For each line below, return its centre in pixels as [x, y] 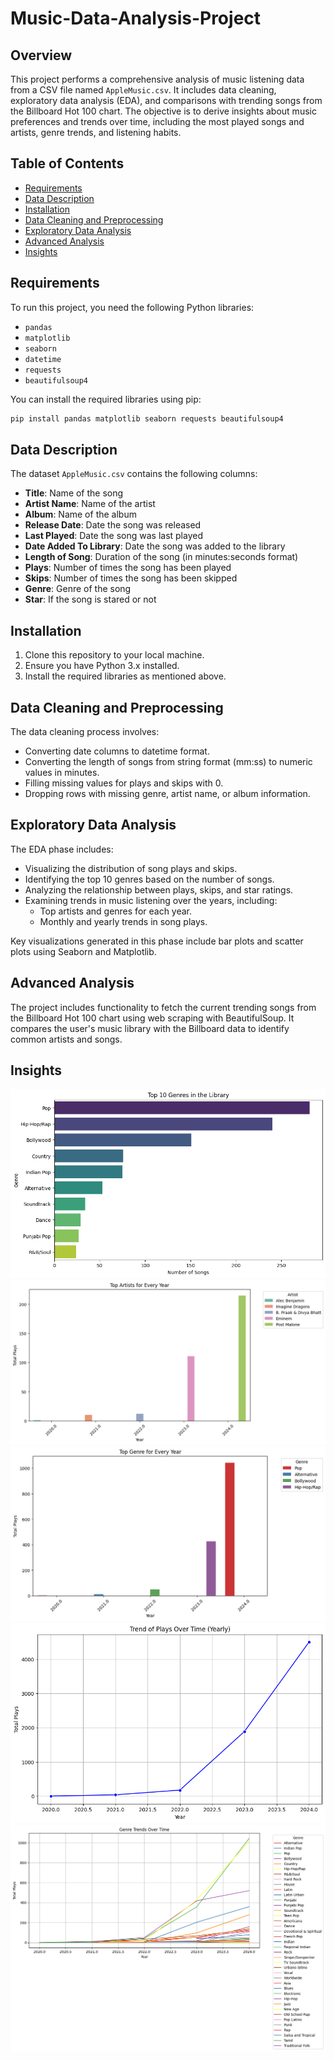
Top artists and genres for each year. [116, 911]
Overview [41, 55]
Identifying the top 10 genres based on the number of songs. [149, 879]
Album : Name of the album [80, 514]
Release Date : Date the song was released [113, 525]
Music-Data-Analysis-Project [136, 18]
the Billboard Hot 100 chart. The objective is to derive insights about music [163, 111]
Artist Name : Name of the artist [90, 504]
